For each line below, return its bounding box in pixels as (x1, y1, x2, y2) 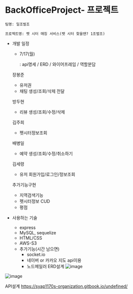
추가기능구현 (12, 181, 37, 187)
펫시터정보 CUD (19, 198, 50, 204)
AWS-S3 (19, 240, 37, 246)
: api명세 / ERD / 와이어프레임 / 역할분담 (19, 61, 96, 67)
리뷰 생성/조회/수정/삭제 (19, 109, 65, 115)
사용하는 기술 (12, 215, 38, 221)
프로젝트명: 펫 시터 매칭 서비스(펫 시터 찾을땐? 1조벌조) (5, 31, 105, 36)
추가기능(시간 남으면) (19, 246, 60, 252)
